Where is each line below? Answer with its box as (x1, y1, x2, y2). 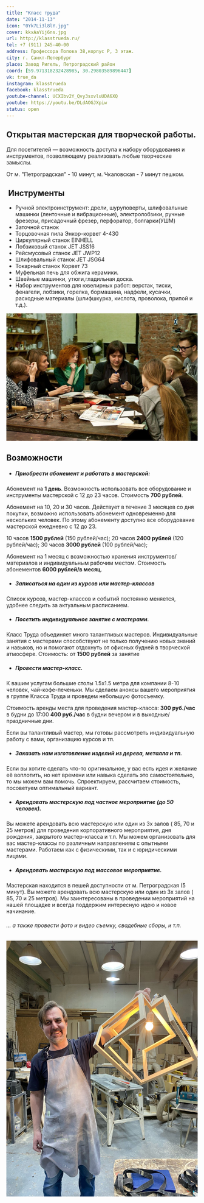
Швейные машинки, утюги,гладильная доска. (15, 275, 134, 283)
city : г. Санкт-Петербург (6, 55, 72, 61)
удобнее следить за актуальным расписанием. (6, 602, 129, 609)
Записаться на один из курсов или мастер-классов (15, 580, 155, 587)
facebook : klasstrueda (6, 87, 64, 93)
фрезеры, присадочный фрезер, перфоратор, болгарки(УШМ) (15, 217, 176, 225)
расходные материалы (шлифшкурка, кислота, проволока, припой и (15, 295, 193, 302)
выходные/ (141, 711, 170, 718)
